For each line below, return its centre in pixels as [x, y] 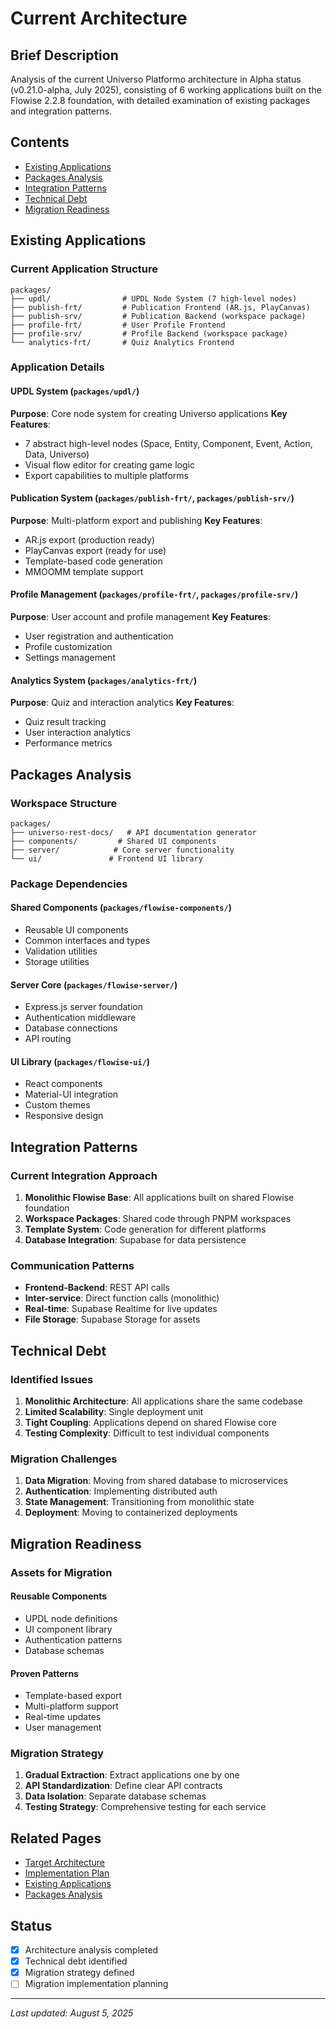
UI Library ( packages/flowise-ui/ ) [80, 1061]
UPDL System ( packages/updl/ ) [75, 391]
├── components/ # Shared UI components [113, 841]
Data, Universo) [57, 454]
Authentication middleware [80, 1018]
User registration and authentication [99, 636]
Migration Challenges [64, 1459]
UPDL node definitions [71, 1618]
